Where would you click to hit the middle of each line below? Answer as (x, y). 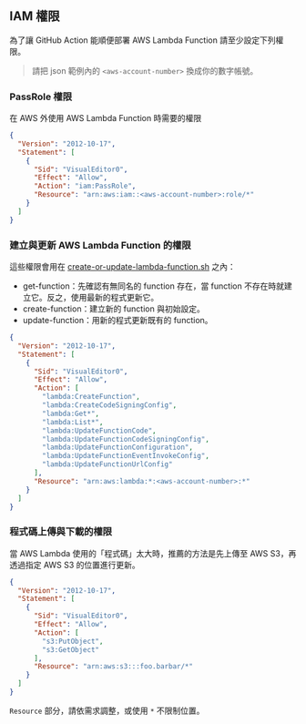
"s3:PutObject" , (73, 641)
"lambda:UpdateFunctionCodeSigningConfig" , (126, 439)
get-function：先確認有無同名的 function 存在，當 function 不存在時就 (153, 286)
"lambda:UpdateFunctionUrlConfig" (107, 464)
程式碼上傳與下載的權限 (61, 532)
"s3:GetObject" (71, 649)
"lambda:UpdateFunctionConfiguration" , (118, 448)
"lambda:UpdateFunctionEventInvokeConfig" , (126, 456)
